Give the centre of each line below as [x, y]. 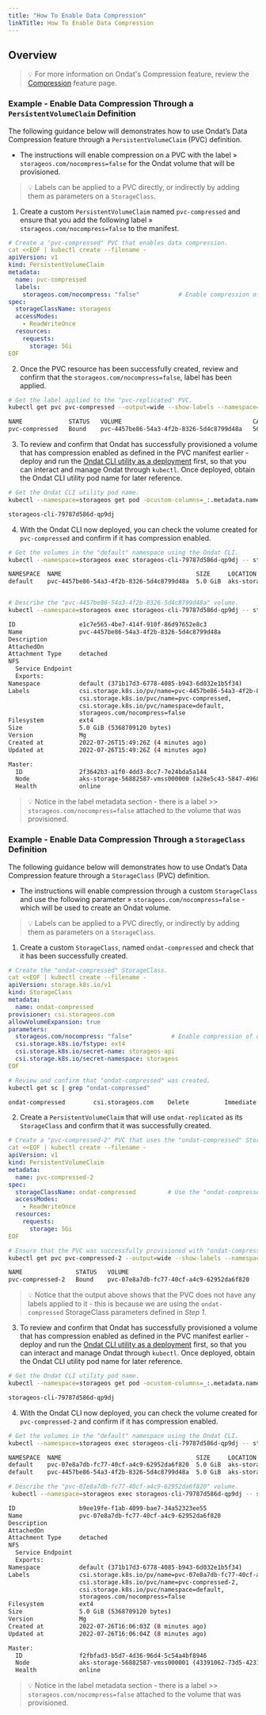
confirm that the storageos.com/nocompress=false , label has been [125, 377]
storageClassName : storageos [63, 309]
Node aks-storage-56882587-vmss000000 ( [106, 779]
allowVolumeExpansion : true [55, 1022]
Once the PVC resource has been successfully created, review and [129, 368]
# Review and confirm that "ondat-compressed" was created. [110, 1081]
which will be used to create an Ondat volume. [95, 908]
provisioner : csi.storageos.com [61, 1014]
